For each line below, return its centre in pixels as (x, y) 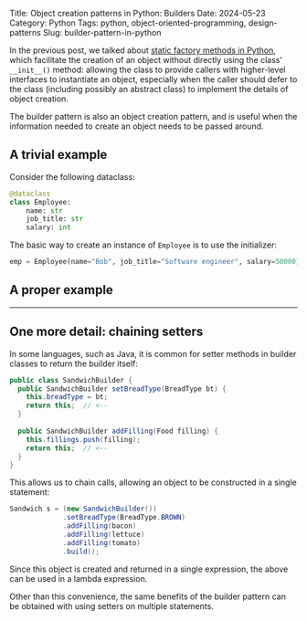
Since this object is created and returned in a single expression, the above (149, 569)
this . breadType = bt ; (67, 397)
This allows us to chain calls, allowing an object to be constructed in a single (153, 482)
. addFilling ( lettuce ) (104, 534)
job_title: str (55, 219)
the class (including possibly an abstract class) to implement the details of (149, 89)
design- (263, 23)
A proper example (62, 290)
